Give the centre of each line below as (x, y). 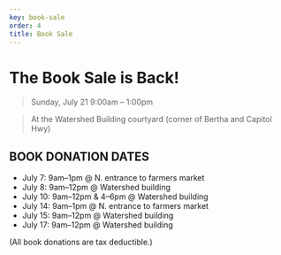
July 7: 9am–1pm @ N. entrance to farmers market (113, 178)
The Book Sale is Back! (94, 77)
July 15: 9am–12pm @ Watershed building (98, 216)
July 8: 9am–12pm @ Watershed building (96, 188)
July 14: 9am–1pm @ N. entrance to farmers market (115, 206)
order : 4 (25, 26)
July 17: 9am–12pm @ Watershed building (98, 225)
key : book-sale (37, 17)
